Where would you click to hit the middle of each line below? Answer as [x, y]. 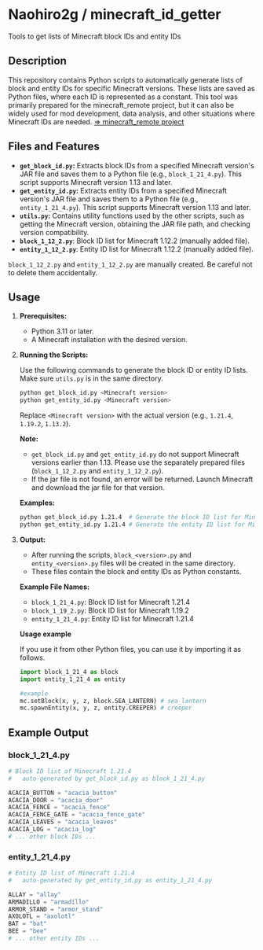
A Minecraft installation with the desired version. [110, 340]
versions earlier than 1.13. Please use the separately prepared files [138, 462]
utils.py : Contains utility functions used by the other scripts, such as [132, 215]
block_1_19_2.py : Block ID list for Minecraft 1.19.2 [110, 610]
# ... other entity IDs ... [54, 939]
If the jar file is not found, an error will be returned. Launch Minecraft [142, 479]
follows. [32, 657]
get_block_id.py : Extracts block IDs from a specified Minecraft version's [137, 165]
